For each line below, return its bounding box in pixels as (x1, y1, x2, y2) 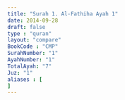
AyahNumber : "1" (7, 56, 55, 63)
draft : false (7, 23, 46, 30)
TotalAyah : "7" (7, 63, 52, 70)
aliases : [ (7, 75, 42, 83)
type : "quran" (7, 30, 52, 37)
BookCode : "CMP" (7, 43, 59, 50)
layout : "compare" (7, 37, 61, 44)
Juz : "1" (7, 69, 33, 76)
